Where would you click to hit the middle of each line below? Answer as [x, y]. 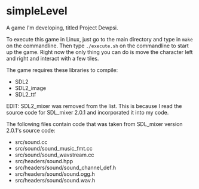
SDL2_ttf [25, 94]
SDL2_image [30, 88]
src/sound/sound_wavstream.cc [54, 155]
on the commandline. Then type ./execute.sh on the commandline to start [98, 46]
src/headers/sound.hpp [44, 161]
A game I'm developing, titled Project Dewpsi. [62, 28]
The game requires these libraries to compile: [62, 70]
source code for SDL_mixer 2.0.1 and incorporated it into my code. [88, 112]
